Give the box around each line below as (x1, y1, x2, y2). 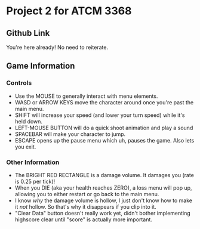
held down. (14, 117, 43, 125)
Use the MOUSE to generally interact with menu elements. (14, 92, 158, 100)
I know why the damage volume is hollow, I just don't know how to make (14, 197, 193, 204)
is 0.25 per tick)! (14, 178, 56, 185)
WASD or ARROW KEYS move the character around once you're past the (14, 98, 194, 106)
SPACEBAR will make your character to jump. (14, 130, 126, 138)
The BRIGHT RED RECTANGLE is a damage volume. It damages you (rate (14, 171, 194, 178)
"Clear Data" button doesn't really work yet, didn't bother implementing (14, 209, 191, 216)
